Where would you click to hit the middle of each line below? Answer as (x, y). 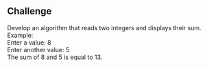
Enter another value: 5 (38, 49)
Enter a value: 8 (29, 42)
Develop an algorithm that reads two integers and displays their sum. (104, 27)
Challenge (29, 11)
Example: (20, 35)
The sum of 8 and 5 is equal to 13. (55, 57)
